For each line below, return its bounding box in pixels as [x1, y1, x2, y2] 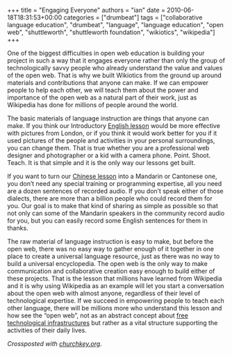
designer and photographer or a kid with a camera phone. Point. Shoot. [7, 151, 211, 159]
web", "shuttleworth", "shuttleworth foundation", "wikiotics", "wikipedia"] [7, 28, 215, 36]
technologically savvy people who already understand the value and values [7, 64, 223, 72]
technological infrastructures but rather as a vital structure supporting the [7, 319, 218, 326]
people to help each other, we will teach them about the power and [7, 86, 199, 94]
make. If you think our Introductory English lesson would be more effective [7, 122, 221, 129]
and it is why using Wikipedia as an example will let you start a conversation [7, 282, 224, 290]
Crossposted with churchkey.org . [7, 340, 102, 347]
